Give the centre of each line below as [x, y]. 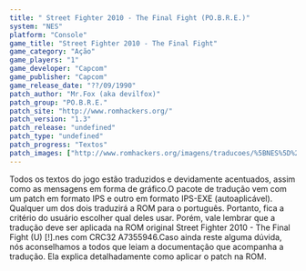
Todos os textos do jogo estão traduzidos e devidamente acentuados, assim [153, 179]
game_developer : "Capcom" [58, 69]
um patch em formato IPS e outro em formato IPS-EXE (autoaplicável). [141, 198]
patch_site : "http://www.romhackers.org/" [91, 111]
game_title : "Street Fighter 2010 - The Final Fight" [114, 43]
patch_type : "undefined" [56, 136]
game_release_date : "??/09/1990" [73, 85]
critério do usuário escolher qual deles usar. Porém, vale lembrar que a [143, 217]
